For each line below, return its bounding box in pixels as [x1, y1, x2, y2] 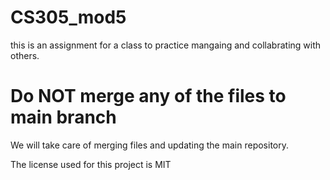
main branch [10, 106, 117, 129]
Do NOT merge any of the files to [10, 85, 287, 108]
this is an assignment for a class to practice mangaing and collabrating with [10, 39, 322, 51]
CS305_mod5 [10, 6, 127, 29]
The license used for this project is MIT [10, 158, 172, 170]
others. [10, 49, 40, 61]
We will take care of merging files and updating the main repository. [10, 139, 289, 151]
